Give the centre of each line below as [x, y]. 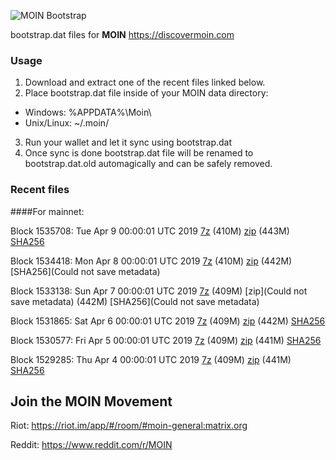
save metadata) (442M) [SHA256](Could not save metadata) [135, 301]
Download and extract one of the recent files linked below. [145, 82]
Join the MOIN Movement [91, 401]
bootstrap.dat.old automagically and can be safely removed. [148, 164]
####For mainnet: [47, 211]
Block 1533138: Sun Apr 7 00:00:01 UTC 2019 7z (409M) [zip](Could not [159, 291]
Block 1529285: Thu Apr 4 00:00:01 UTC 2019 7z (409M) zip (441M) [151, 359]
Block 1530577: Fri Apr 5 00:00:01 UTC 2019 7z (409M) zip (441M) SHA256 [166, 340]
